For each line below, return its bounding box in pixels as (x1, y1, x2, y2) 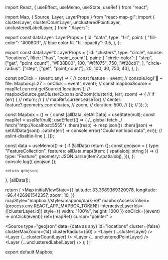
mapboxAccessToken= (102, 198, 149, 203)
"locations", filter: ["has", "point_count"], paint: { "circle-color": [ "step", (5, 55, 153, 61)
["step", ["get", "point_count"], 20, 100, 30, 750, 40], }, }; (22, 65, 139, 71)
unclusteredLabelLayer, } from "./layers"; (5, 25, 89, 31)
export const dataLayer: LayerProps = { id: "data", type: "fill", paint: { (5, 35, 147, 40)
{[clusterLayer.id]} (5, 208, 43, 214)
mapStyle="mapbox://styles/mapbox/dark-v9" (5, 198, 101, 203)
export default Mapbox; (5, 249, 54, 255)
